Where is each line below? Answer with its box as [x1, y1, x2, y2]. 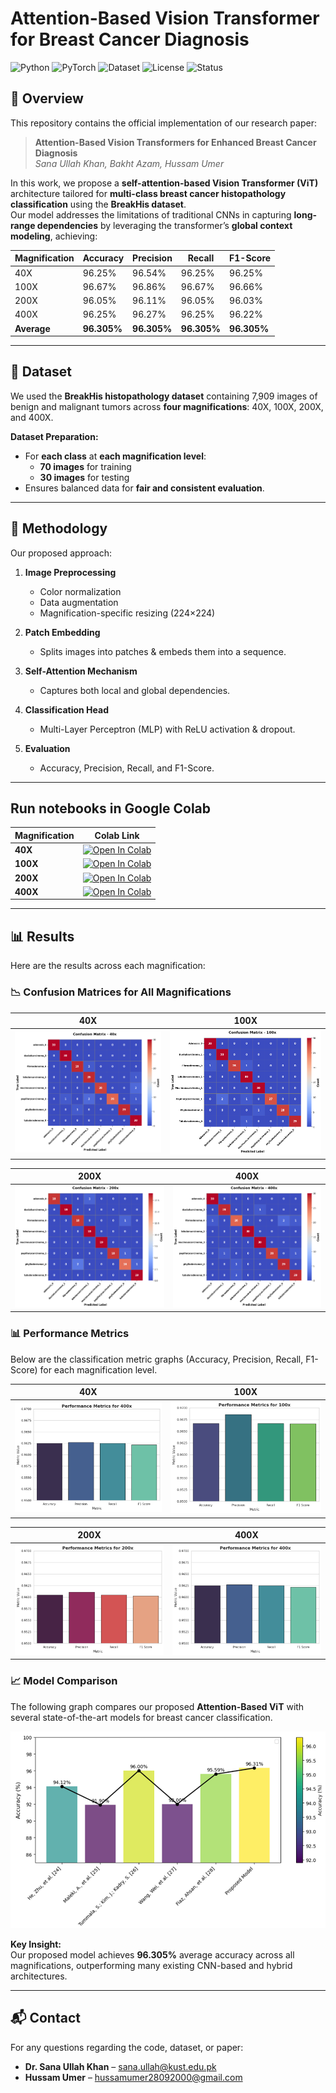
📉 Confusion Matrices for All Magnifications [10, 985, 232, 999]
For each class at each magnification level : [24, 450, 207, 462]
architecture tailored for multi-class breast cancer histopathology [10, 187, 287, 199]
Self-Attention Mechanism [24, 665, 138, 677]
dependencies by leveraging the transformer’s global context [36, 219, 293, 231]
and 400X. [10, 411, 54, 423]
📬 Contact [10, 2010, 81, 2027]
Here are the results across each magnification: [10, 960, 206, 972]
